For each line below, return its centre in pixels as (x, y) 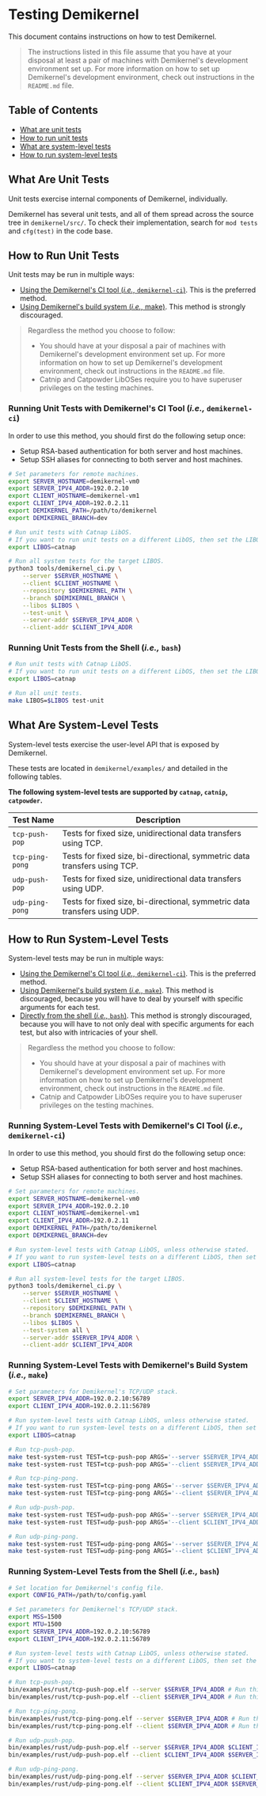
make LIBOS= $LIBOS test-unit (56, 701)
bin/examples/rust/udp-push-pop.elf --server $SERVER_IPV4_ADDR (116, 1748)
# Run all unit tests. (46, 693)
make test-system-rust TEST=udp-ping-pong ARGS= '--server (106, 1544)
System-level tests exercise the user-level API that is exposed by (114, 744)
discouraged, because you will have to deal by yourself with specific (131, 999)
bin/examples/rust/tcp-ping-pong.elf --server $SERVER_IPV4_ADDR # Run (129, 1718)
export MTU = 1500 (35, 1624)
